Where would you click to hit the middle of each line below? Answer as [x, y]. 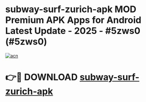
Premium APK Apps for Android [73, 20]
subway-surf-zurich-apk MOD [71, 9]
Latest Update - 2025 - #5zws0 [73, 31]
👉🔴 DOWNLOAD [41, 77]
